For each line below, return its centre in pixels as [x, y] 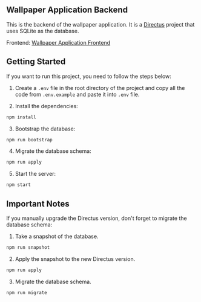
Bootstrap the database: [45, 129]
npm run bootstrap [29, 140]
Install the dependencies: [47, 106]
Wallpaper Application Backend [67, 10]
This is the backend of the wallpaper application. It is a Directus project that [100, 24]
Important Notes [38, 204]
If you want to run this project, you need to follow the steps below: [89, 76]
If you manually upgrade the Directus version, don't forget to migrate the [97, 218]
